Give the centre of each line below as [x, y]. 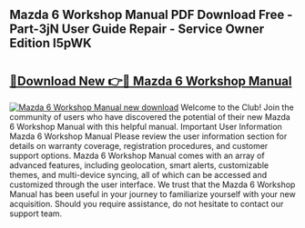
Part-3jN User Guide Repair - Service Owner [137, 30]
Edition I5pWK [51, 43]
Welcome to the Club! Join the [237, 107]
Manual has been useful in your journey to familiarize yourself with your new [152, 194]
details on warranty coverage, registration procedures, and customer [139, 146]
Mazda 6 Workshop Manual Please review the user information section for [148, 136]
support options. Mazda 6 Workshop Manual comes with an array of [137, 155]
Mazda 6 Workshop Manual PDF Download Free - [151, 15]
